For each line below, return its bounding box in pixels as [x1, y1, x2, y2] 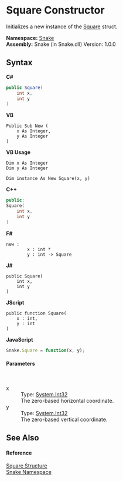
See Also [6, 433, 39, 443]
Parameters [6, 360, 35, 368]
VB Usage [6, 149, 31, 156]
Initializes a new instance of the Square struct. [6, 23, 118, 30]
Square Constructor [6, 4, 105, 17]
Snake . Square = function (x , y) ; [6, 348, 85, 353]
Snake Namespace [6, 469, 52, 476]
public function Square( [6, 310, 67, 316]
